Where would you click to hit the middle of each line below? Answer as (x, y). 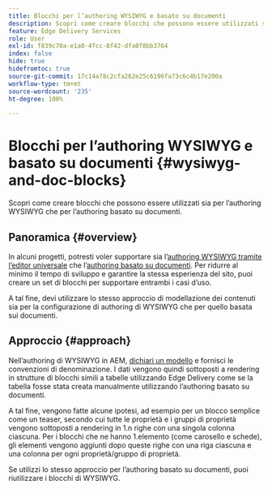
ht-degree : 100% (36, 99)
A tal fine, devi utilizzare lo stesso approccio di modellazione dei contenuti (132, 298)
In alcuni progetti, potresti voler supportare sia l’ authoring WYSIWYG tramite (135, 257)
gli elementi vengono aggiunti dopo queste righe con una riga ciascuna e (130, 445)
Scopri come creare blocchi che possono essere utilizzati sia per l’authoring (135, 203)
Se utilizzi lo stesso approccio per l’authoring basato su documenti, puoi (128, 469)
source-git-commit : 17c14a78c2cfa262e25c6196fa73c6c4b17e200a (115, 76)
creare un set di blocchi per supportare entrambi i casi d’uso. (110, 282)
